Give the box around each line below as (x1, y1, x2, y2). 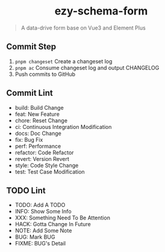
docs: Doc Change (14, 130, 61, 137)
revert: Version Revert (14, 155, 69, 162)
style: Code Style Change (14, 162, 79, 169)
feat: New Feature (14, 110, 60, 118)
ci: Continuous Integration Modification (14, 123, 112, 130)
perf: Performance (14, 142, 61, 150)
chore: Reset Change (14, 116, 68, 124)
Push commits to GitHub (14, 71, 76, 78)
